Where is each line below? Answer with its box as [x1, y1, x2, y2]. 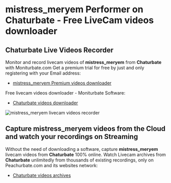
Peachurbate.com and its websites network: [5, 162, 98, 168]
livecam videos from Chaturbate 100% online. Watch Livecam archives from [5, 151, 166, 157]
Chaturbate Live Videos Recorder [5, 45, 114, 54]
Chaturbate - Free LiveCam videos [5, 14, 154, 26]
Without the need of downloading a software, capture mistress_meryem [5, 146, 158, 152]
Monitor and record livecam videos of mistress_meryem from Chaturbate [5, 59, 162, 65]
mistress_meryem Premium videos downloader [12, 80, 112, 86]
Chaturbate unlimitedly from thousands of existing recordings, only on [5, 157, 154, 163]
